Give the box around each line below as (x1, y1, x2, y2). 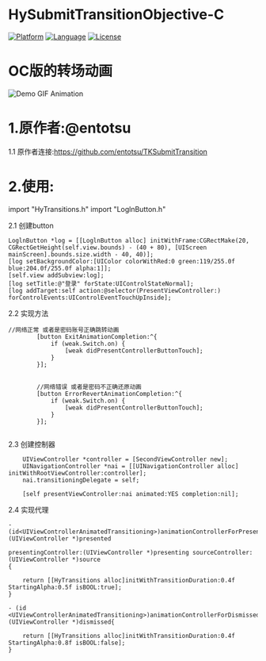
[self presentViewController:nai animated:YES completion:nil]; (22, 490, 239, 498)
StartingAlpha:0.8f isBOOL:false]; (8, 639, 126, 647)
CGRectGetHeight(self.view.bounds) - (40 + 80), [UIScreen (8, 244, 207, 252)
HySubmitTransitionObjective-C (8, 6, 225, 24)
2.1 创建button (8, 221, 54, 230)
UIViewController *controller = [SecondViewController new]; (22, 455, 228, 463)
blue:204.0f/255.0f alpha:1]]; (8, 264, 112, 272)
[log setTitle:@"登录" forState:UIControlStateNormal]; (8, 279, 194, 287)
